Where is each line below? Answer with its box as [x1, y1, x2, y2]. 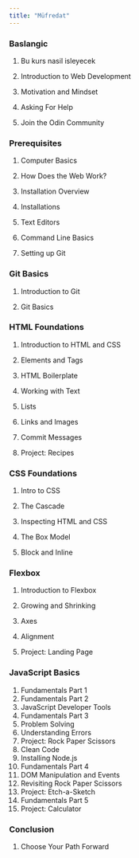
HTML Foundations [9, 322, 84, 333]
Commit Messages [20, 432, 83, 442]
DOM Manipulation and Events [20, 770, 120, 779]
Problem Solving [20, 719, 75, 729]
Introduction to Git [20, 286, 80, 296]
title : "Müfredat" [9, 11, 70, 20]
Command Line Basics [20, 233, 95, 243]
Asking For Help [20, 102, 74, 112]
